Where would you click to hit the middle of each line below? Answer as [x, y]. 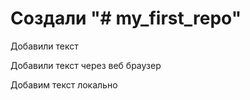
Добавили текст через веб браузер [86, 65]
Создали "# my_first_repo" [126, 18]
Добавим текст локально [64, 84]
